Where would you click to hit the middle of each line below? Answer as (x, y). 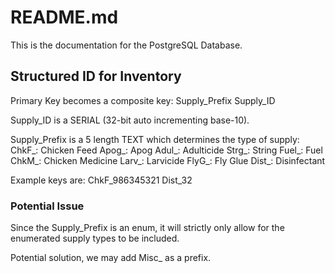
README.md (64, 17)
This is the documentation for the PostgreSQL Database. (126, 45)
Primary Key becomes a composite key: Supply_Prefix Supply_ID (143, 100)
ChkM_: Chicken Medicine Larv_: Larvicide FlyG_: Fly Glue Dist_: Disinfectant (168, 160)
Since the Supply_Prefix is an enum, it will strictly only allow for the (147, 228)
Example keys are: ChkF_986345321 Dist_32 (101, 180)
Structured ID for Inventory (96, 76)
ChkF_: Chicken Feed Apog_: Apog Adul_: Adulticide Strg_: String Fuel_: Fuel (166, 150)
